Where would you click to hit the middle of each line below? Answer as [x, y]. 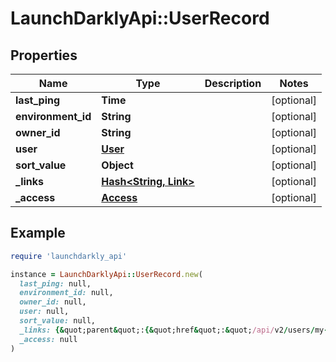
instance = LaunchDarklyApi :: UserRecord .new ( [106, 274]
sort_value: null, [58, 321]
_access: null [48, 339]
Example [38, 233]
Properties [44, 55]
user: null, [44, 312]
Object [117, 165]
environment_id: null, [66, 293]
